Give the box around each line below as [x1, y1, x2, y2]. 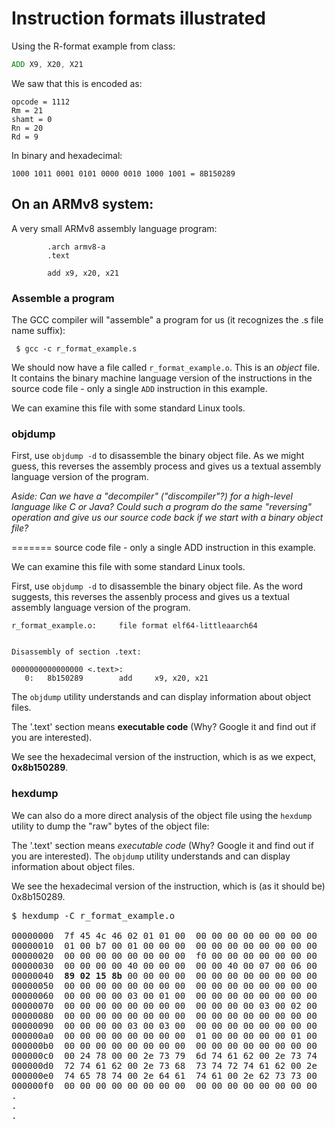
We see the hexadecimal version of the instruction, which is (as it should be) [11, 880, 326, 892]
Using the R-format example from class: [11, 40, 176, 52]
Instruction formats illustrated [11, 7, 266, 30]
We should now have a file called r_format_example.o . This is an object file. [11, 361, 320, 373]
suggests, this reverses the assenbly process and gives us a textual [11, 591, 290, 603]
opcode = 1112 [11, 97, 71, 107]
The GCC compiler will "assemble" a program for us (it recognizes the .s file [11, 313, 324, 326]
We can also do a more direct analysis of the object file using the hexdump [11, 809, 313, 821]
